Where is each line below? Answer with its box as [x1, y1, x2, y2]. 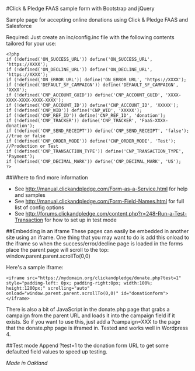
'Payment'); [6, 154, 35, 160]
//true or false [6, 133, 46, 139]
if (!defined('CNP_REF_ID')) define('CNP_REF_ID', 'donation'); [6, 113, 166, 119]
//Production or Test [6, 143, 59, 149]
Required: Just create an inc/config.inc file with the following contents [6, 34, 175, 40]
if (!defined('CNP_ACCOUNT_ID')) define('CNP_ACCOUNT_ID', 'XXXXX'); [6, 102, 179, 108]
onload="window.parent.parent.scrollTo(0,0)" [6, 290, 119, 296]
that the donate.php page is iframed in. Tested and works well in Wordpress [6, 324, 189, 331]
